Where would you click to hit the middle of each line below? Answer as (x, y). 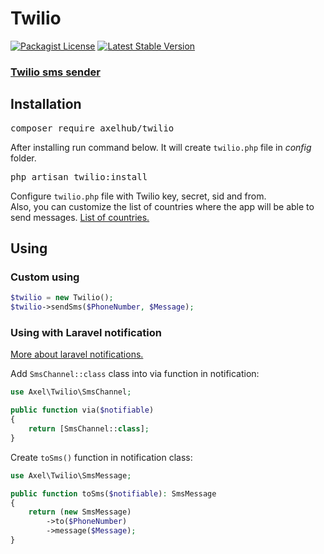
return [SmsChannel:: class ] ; (89, 429)
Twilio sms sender (55, 72)
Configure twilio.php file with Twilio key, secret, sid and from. (138, 196)
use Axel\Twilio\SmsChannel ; (71, 392)
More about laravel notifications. (77, 354)
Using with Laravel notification (86, 333)
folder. (23, 158)
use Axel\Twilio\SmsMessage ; (71, 475)
